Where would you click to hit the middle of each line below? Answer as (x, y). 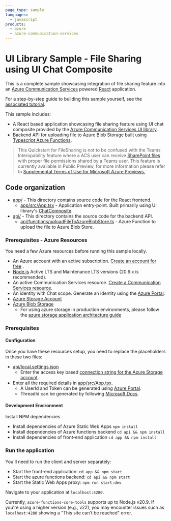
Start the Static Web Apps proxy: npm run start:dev (67, 482)
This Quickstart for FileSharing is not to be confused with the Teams (89, 150)
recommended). (30, 277)
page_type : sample (25, 10)
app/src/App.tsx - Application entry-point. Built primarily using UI (88, 205)
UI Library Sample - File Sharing (74, 59)
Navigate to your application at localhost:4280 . (55, 492)
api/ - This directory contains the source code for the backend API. (83, 216)
